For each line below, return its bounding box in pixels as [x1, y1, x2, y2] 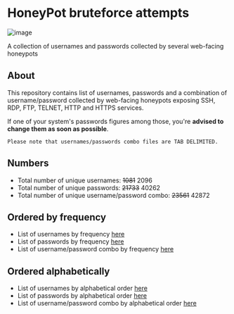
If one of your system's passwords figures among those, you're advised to [7, 117, 224, 125]
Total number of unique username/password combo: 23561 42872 [17, 191, 210, 199]
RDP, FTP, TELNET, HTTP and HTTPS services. [7, 103, 144, 112]
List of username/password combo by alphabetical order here [17, 299, 197, 308]
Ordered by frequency [7, 211, 107, 223]
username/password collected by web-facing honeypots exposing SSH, [7, 96, 216, 104]
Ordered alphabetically [7, 265, 110, 277]
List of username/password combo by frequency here [17, 245, 174, 253]
